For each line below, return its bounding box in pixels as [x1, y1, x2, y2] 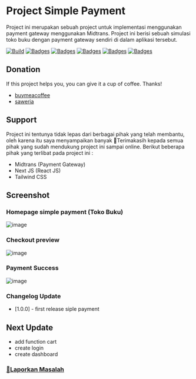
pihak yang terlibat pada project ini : [6, 149, 94, 157]
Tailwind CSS [14, 173, 47, 180]
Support [6, 115, 37, 125]
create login [14, 344, 44, 351]
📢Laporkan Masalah [6, 365, 65, 373]
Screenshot [6, 190, 50, 200]
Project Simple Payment [6, 4, 126, 18]
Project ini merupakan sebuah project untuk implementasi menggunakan [6, 24, 182, 31]
